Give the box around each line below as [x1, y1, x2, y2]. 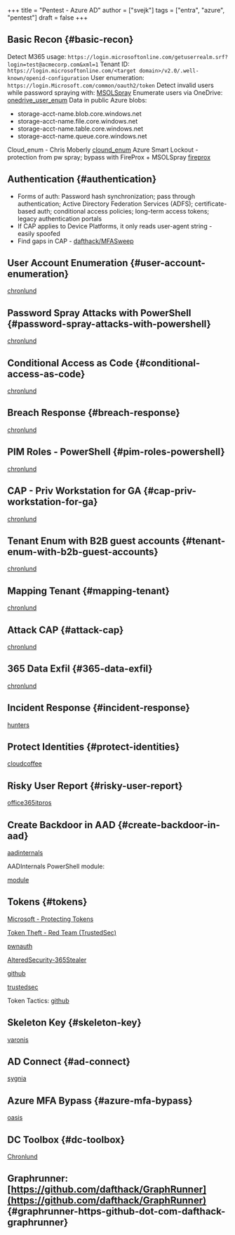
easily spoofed [17, 229, 61, 237]
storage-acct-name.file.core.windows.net [17, 117, 138, 125]
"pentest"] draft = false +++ [7, 13, 88, 22]
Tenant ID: [100, 60, 130, 68]
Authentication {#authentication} [7, 174, 157, 185]
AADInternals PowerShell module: [7, 862, 105, 870]
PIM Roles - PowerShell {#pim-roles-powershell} [7, 446, 226, 458]
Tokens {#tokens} [7, 896, 88, 908]
